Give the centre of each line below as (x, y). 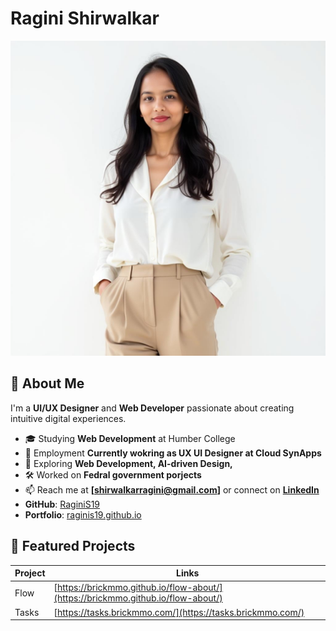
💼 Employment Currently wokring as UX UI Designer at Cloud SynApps (173, 453)
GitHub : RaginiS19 (62, 504)
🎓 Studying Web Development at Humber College (130, 438)
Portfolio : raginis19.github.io (83, 514)
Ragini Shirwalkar (85, 18)
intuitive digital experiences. (68, 418)
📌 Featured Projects (73, 546)
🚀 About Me (47, 383)
